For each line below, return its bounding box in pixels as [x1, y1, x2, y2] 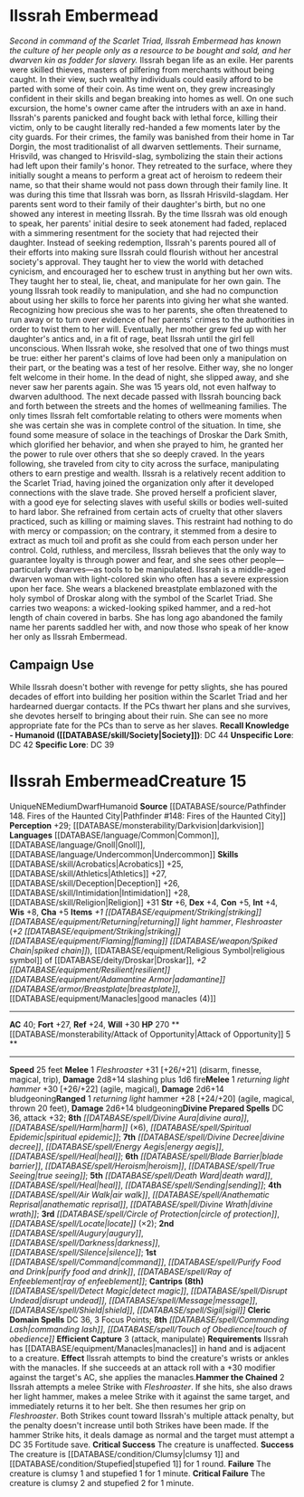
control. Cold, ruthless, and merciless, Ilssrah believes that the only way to [9, 545, 287, 555]
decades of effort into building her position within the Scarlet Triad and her [9, 691, 288, 702]
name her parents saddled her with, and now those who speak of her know [9, 621, 290, 632]
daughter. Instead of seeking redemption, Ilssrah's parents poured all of [9, 237, 277, 248]
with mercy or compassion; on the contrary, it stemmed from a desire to [9, 526, 278, 536]
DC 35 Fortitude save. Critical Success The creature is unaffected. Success [9, 1439, 294, 1450]
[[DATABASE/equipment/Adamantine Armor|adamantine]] [9, 973, 226, 984]
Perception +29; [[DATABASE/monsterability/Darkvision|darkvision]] [9, 820, 265, 830]
